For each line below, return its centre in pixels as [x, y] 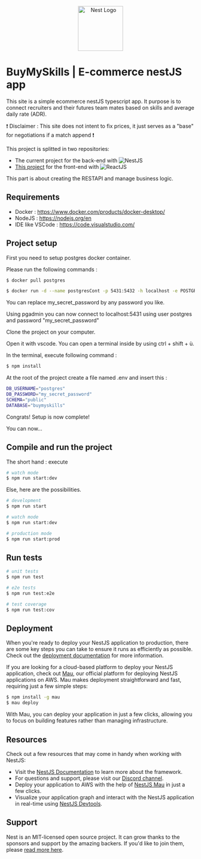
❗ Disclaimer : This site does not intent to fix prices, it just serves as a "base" [100, 126]
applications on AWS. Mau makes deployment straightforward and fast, [94, 680]
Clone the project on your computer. [51, 332]
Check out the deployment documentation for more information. [85, 655]
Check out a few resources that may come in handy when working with [94, 754]
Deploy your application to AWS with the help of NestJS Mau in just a [100, 784]
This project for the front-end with [57, 167]
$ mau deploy [22, 703]
